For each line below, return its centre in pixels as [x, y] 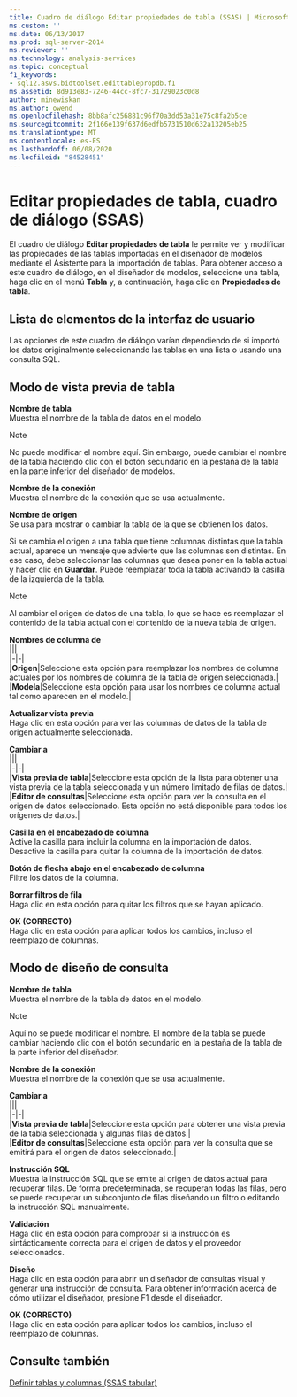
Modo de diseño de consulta [89, 968]
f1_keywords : [33, 75]
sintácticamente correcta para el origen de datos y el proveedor [126, 1243]
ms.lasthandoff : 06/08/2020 [61, 149]
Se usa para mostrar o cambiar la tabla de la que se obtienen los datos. [139, 524]
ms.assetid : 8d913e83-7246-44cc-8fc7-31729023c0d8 [104, 91]
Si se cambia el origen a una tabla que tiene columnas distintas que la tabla [146, 542]
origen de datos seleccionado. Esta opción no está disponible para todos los [148, 806]
